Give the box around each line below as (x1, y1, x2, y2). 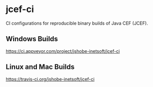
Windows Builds (6, 35, 58, 43)
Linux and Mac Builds (6, 63, 75, 71)
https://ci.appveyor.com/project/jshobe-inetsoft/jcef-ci (6, 48, 120, 54)
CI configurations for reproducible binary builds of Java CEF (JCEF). (6, 20, 148, 26)
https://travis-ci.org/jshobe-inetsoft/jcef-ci (6, 76, 95, 82)
